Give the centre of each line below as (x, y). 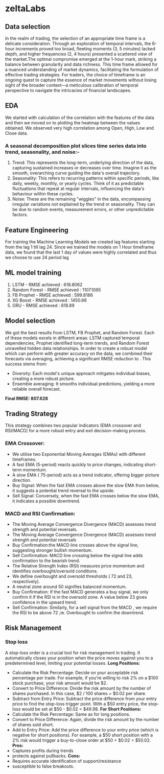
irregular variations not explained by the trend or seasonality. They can (83, 204)
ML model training (33, 273)
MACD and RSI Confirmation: (40, 514)
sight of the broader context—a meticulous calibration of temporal (72, 85)
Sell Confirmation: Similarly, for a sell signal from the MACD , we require (84, 607)
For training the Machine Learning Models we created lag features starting (80, 242)
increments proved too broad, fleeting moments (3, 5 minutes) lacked (85, 49)
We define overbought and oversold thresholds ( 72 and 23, (72, 576)
